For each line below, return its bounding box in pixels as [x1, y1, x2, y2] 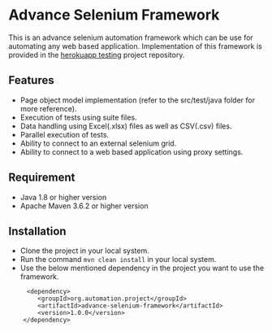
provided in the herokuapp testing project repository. [8, 50, 185, 59]
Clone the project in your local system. [19, 246, 149, 256]
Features [8, 73, 54, 87]
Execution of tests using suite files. [19, 112, 137, 122]
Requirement [8, 171, 76, 185]
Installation [8, 224, 67, 238]
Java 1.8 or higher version [19, 192, 107, 202]
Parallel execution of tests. [19, 129, 110, 139]
